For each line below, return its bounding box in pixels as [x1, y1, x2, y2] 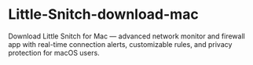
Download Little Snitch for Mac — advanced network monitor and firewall [8, 31, 245, 41]
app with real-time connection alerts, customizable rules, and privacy [8, 39, 233, 49]
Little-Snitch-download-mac [8, 5, 199, 23]
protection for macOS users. [8, 48, 100, 57]
